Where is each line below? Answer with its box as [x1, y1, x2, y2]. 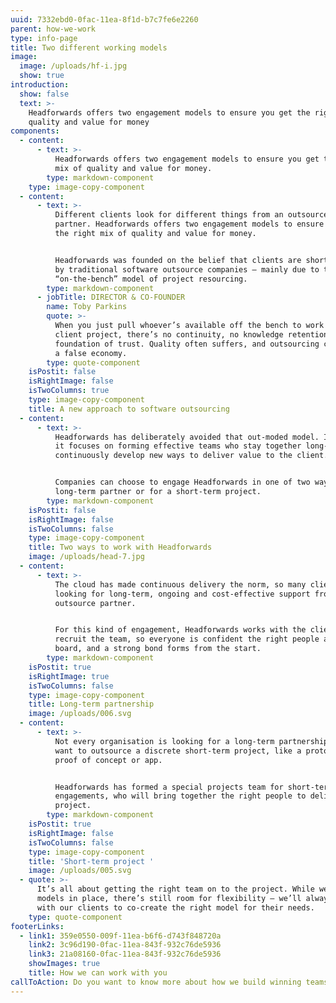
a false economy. [54, 348, 128, 358]
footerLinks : [10, 921, 65, 931]
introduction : [10, 80, 70, 90]
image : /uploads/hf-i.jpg [19, 61, 128, 71]
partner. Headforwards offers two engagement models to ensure [54, 219, 325, 230]
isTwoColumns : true [28, 386, 110, 396]
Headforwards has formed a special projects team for [54, 782, 284, 792]
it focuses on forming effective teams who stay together [54, 441, 302, 451]
